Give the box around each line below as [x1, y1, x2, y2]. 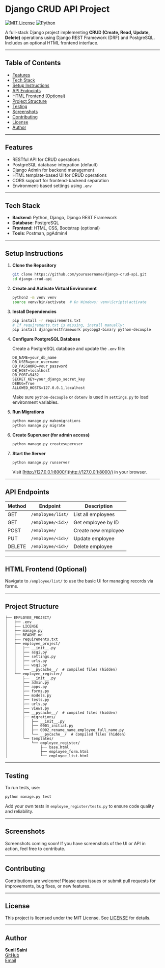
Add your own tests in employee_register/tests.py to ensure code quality [5, 803, 154, 809]
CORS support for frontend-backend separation [12, 177, 109, 183]
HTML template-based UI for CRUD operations [12, 172, 107, 178]
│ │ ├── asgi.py [5, 650, 48, 655]
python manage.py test [5, 794, 52, 799]
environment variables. [12, 399, 59, 405]
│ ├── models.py [5, 693, 52, 698]
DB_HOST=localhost [12, 368, 50, 373]
